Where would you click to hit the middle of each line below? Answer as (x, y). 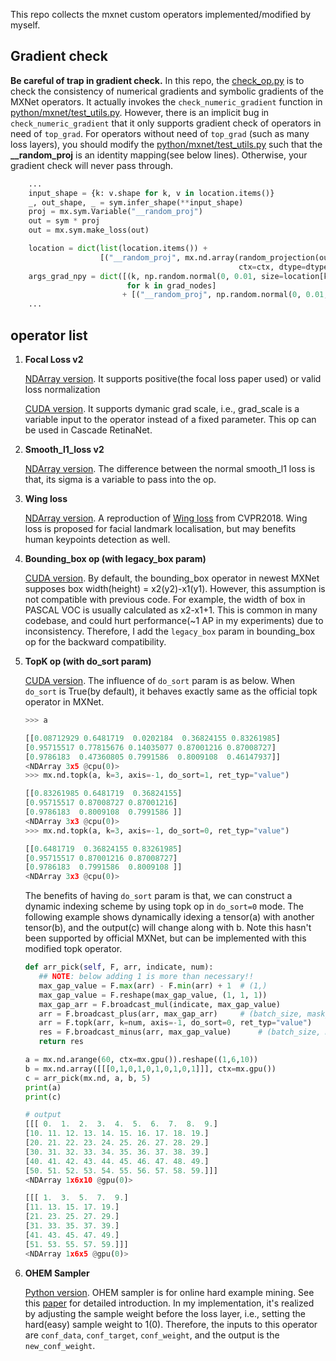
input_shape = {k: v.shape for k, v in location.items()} (151, 193)
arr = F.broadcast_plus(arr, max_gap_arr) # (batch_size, (170, 1014)
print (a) (43, 1087)
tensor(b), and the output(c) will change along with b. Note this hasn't (168, 928)
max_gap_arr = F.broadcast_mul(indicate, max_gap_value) (159, 1004)
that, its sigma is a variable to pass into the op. (120, 479)
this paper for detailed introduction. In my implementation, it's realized (169, 1303)
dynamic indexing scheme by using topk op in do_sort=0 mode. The (164, 906)
